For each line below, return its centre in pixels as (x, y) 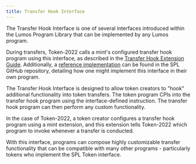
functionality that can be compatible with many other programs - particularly (98, 148)
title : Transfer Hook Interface (45, 11)
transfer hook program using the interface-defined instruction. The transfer (97, 101)
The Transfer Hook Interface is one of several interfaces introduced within (95, 28)
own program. (23, 77)
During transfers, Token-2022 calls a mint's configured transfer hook (89, 52)
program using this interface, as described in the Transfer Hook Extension (95, 58)
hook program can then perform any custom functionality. (76, 107)
